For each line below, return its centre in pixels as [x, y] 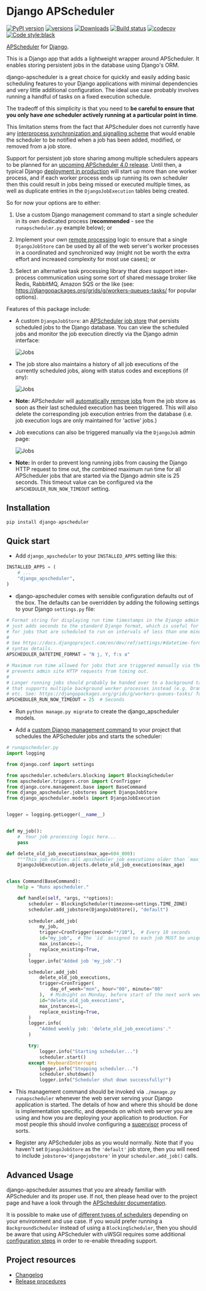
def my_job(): [25, 831]
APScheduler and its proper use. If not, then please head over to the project [102, 1196]
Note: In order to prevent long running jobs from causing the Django [101, 462]
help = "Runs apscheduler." [53, 887]
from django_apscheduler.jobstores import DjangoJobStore [82, 792]
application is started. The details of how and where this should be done [106, 1105]
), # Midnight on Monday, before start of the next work [115, 995]
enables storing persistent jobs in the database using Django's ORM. [93, 65]
